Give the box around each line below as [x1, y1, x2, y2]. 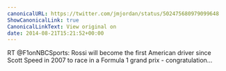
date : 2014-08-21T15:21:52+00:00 [7, 29, 104, 37]
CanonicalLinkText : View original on [7, 23, 117, 30]
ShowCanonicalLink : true [7, 17, 79, 24]
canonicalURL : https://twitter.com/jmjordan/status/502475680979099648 [7, 10, 219, 17]
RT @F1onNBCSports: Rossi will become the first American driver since [7, 49, 212, 57]
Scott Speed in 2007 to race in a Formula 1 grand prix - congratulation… [7, 56, 213, 65]
